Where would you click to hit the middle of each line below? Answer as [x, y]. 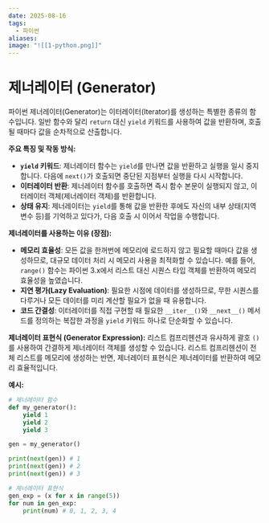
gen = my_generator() [45, 444]
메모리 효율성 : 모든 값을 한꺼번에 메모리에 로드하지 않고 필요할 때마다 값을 [134, 251]
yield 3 [35, 430]
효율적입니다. [37, 368]
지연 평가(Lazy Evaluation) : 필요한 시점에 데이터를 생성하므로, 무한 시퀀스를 [139, 291]
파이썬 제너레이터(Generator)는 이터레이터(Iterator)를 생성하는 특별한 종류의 [128, 112]
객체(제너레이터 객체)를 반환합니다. [102, 196]
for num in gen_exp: [43, 503]
